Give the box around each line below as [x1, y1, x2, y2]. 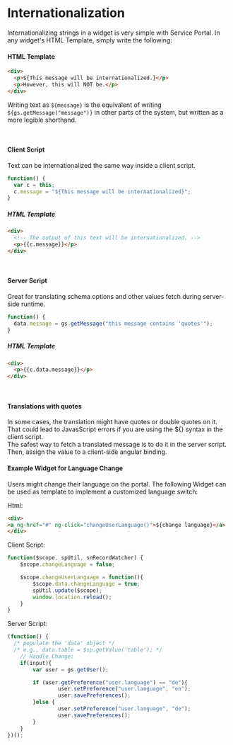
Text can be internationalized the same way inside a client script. [7, 161, 196, 169]
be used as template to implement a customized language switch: [7, 487, 198, 496]
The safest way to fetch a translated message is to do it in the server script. [7, 440, 227, 449]
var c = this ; [13, 181, 55, 188]
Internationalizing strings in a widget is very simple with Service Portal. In [7, 28, 220, 37]
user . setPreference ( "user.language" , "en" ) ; [57, 686, 191, 693]
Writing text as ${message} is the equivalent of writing [7, 101, 162, 109]
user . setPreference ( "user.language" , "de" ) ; [57, 705, 191, 712]
